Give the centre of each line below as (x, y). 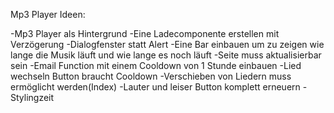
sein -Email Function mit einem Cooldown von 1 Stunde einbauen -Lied (156, 65)
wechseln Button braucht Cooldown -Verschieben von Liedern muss (151, 76)
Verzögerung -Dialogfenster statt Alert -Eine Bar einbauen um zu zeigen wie (167, 44)
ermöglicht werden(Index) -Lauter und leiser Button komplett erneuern (155, 87)
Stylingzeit (32, 97)
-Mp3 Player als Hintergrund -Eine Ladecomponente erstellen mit (145, 33)
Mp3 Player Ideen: (48, 14)
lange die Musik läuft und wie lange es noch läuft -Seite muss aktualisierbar (166, 55)
